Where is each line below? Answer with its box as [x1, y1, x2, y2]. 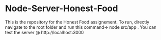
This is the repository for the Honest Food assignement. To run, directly [5, 19, 150, 25]
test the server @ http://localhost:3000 [5, 29, 84, 35]
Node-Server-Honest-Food [5, 3, 118, 14]
